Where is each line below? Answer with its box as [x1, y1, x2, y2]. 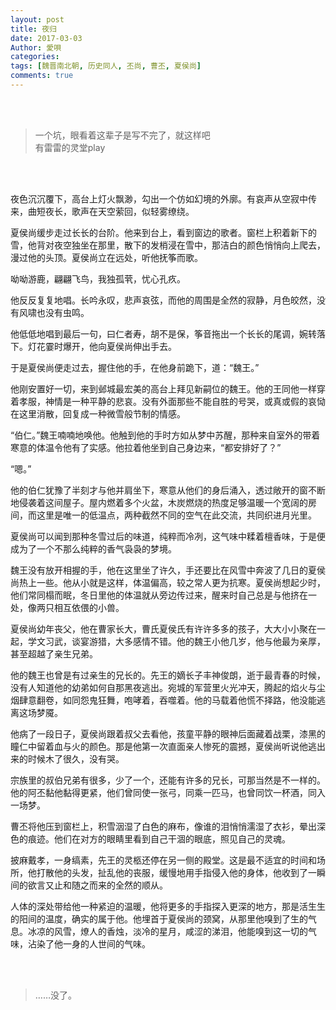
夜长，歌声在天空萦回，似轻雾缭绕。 [44, 205, 195, 217]
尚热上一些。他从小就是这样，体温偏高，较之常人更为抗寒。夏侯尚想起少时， [10, 576, 326, 588]
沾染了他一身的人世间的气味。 [27, 937, 151, 950]
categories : [10, 52, 60, 62]
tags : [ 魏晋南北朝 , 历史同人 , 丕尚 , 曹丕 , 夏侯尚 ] [10, 61, 202, 71]
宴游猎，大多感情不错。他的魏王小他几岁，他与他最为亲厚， [79, 635, 326, 647]
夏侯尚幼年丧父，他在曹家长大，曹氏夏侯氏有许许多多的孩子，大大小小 [10, 622, 300, 635]
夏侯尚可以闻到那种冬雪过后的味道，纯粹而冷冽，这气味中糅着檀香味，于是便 [10, 530, 326, 542]
